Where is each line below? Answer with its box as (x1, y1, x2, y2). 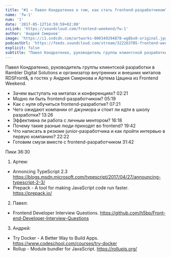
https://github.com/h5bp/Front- (100, 210, 166, 216)
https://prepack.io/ (12, 190, 52, 196)
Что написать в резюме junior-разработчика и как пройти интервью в (12, 128, 165, 134)
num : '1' (5, 17, 24, 22)
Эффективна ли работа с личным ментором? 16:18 (12, 117, 122, 123)
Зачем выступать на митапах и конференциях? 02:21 (12, 90, 128, 96)
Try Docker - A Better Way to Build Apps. (12, 235, 99, 241)
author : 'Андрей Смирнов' (5, 31, 60, 36)
